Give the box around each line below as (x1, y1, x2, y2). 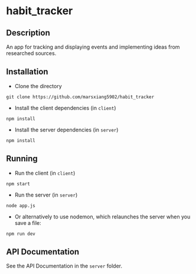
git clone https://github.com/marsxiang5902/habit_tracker (6, 94, 155, 100)
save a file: (14, 219, 41, 226)
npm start (6, 180, 31, 187)
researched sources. (6, 50, 57, 57)
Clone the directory (14, 82, 62, 89)
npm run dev (6, 231, 35, 237)
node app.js (6, 202, 35, 208)
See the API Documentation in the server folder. (6, 262, 123, 270)
